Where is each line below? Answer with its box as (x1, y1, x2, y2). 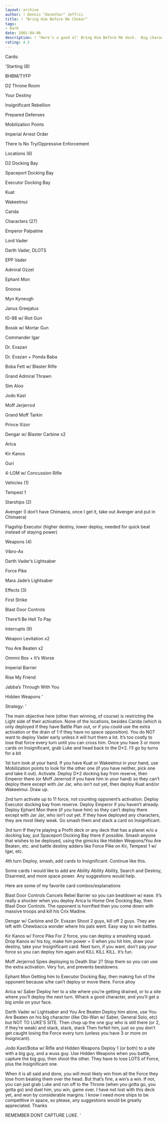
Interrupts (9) (5, 626, 32, 632)
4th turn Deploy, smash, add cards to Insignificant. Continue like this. (5, 858, 147, 864)
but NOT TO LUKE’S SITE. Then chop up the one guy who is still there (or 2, (5, 1019, 160, 1025)
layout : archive (5, 7, 39, 12)
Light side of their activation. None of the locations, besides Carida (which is (5, 718, 162, 724)
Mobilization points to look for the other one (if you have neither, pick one (5, 765, 156, 771)
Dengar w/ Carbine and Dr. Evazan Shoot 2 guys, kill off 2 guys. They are (5, 918, 155, 924)
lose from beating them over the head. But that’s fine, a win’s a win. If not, (5, 1076, 156, 1082)
